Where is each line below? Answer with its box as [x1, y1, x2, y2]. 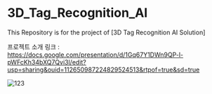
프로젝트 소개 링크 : [7, 42, 60, 51]
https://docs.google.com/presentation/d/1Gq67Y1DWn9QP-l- [7, 51, 184, 59]
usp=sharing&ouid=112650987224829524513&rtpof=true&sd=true [7, 65, 200, 74]
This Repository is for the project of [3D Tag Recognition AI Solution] [7, 28, 206, 36]
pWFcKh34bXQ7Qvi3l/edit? [7, 58, 86, 66]
